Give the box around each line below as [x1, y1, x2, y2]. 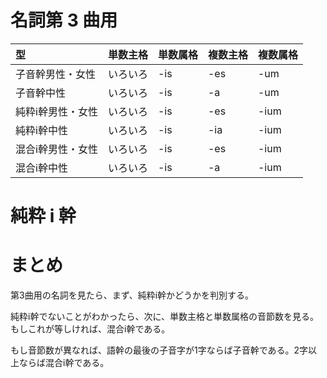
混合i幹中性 [15, 161, 68, 175]
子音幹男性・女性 [15, 67, 97, 81]
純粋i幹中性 [15, 123, 68, 137]
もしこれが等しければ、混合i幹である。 [10, 323, 171, 335]
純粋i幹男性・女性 [15, 104, 98, 118]
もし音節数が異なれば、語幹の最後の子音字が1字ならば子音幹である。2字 [10, 344, 309, 356]
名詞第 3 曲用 [10, 9, 118, 32]
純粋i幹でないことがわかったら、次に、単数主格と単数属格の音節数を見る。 [10, 311, 319, 323]
